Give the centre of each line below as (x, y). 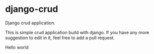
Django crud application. (30, 23)
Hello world (17, 47)
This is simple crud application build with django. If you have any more (77, 32)
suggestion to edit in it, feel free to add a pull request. (60, 38)
